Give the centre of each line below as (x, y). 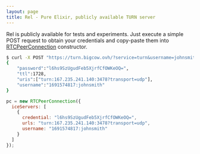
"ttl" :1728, (32, 74)
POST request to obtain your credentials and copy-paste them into (88, 40)
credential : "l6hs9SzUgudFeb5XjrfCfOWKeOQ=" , (79, 118)
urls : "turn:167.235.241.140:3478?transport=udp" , (86, 123)
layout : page (22, 12)
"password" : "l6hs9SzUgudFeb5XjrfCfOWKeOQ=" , (73, 69)
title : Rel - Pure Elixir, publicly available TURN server (81, 17)
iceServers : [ (29, 107)
